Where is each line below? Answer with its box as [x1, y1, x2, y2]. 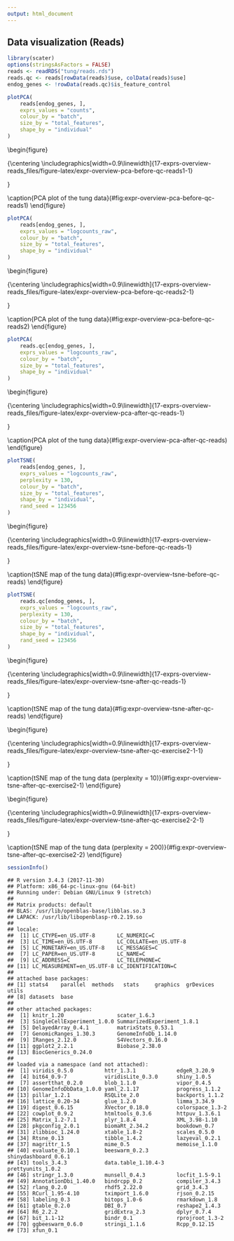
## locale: [7, 926, 39, 933]
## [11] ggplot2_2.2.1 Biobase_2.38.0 [7, 1042, 161, 1049]
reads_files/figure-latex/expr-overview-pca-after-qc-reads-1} [7, 409, 185, 418]
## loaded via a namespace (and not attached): [7, 1061, 149, 1068]
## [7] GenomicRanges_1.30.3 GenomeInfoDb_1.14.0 [7, 1030, 177, 1037]
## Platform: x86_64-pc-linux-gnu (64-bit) [7, 882, 137, 890]
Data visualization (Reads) [7, 36, 125, 48]
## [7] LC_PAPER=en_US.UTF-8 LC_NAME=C [7, 950, 146, 957]
